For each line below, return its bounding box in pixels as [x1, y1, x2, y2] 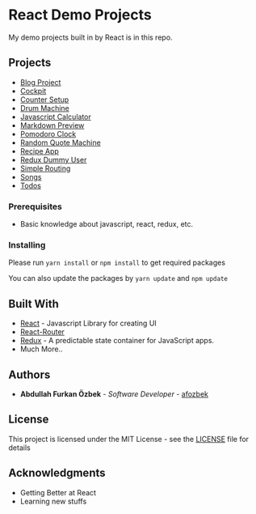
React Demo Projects [8, 6, 152, 24]
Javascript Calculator [19, 112, 91, 121]
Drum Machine [19, 103, 70, 113]
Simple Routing [19, 164, 71, 173]
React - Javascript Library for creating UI [19, 318, 157, 329]
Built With [8, 297, 59, 311]
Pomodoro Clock [19, 129, 77, 138]
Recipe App [19, 146, 59, 155]
